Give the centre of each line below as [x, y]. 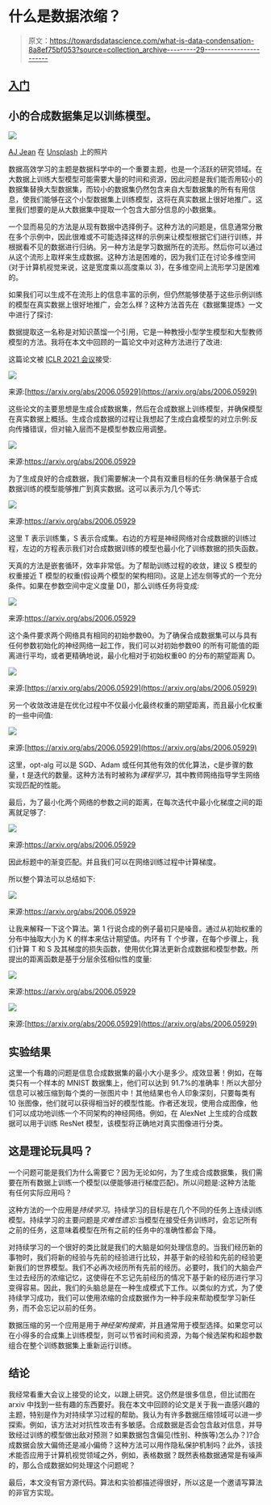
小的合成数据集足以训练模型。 [83, 115]
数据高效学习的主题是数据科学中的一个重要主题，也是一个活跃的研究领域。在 [135, 169]
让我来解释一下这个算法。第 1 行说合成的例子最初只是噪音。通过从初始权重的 [135, 929]
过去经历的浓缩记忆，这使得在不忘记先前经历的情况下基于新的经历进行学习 [139, 1277]
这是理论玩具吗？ [51, 1151]
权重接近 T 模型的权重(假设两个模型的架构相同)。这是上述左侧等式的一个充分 [135, 576]
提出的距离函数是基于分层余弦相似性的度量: [80, 959]
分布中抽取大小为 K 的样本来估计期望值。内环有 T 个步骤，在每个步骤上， [130, 939]
